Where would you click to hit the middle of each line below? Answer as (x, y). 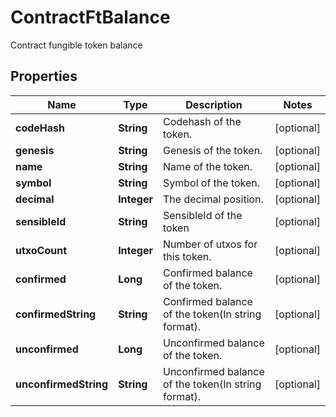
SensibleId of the (202, 215)
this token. (187, 256)
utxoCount (41, 250)
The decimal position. (213, 199)
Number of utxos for (210, 244)
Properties (44, 76)
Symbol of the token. (211, 183)
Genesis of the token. (212, 150)
